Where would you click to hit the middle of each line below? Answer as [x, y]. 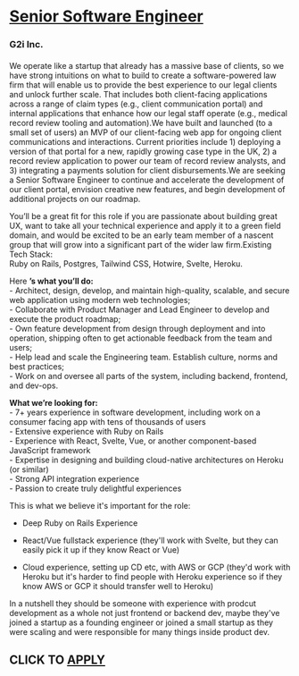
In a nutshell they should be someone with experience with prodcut [133, 603]
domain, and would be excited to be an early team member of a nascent [141, 235]
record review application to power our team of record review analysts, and [148, 161]
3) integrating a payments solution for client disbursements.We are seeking [147, 170]
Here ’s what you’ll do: [51, 281]
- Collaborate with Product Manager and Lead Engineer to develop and [139, 309]
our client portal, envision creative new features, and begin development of [147, 189]
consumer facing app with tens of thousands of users [108, 421]
